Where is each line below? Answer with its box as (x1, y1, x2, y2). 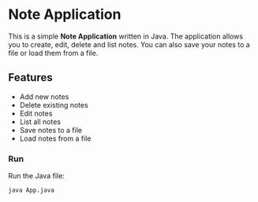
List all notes (19, 116, 62, 127)
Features (8, 71, 53, 84)
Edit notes (19, 108, 53, 118)
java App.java (8, 186, 55, 194)
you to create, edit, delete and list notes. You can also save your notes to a (8, 39, 250, 49)
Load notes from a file (19, 134, 92, 143)
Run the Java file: (8, 171, 65, 181)
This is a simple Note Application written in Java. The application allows (8, 31, 243, 41)
